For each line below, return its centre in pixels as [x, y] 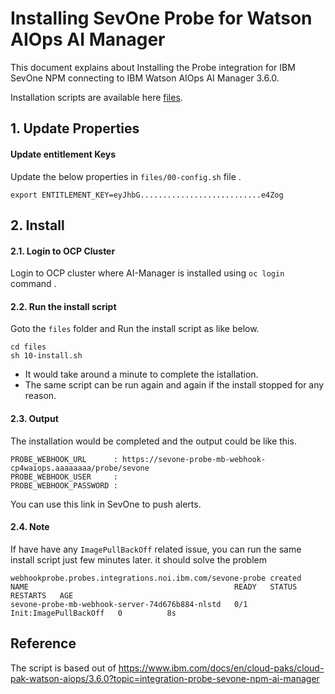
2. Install [37, 225]
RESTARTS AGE [42, 595]
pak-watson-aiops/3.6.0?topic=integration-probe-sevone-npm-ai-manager [165, 678]
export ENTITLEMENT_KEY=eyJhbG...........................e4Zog [147, 195]
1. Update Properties [75, 128]
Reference [43, 643]
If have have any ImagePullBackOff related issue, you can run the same [156, 549]
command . [33, 284]
